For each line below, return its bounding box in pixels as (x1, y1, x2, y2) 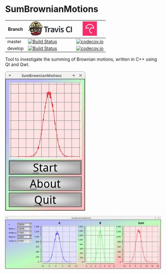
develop (7, 45, 24, 51)
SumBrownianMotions (5, 3, 99, 15)
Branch (8, 26, 23, 32)
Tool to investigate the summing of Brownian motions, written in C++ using (5, 56, 157, 63)
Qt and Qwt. (5, 62, 30, 68)
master (7, 38, 22, 44)
